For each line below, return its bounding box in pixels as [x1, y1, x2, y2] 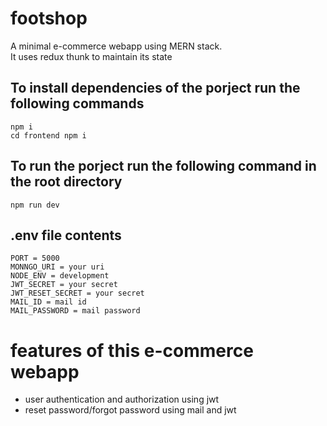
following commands [10, 95, 145, 112]
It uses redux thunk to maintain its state [10, 50, 173, 62]
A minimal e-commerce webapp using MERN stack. [10, 40, 223, 52]
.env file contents [10, 227, 122, 244]
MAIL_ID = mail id [10, 297, 87, 307]
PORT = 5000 [10, 253, 60, 264]
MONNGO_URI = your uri [10, 262, 105, 272]
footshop [10, 7, 88, 30]
